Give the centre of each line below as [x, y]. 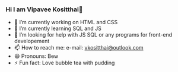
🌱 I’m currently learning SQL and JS [58, 28]
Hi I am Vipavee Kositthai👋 [44, 9]
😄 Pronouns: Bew [36, 56]
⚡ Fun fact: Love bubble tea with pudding [64, 63]
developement [32, 41]
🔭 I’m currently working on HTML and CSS [66, 22]
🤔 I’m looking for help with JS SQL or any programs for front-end [93, 35]
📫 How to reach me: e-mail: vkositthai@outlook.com [79, 48]
